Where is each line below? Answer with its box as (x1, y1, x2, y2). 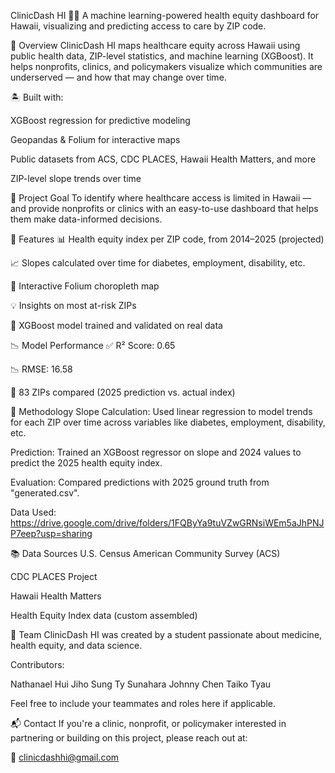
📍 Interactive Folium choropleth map (10, 280, 160, 292)
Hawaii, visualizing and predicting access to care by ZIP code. (10, 20, 267, 32)
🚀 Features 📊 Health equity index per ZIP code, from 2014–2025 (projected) (10, 233, 325, 245)
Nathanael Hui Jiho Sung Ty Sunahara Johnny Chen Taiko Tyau (10, 678, 272, 690)
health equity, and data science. (10, 640, 143, 651)
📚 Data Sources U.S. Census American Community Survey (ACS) (10, 548, 281, 559)
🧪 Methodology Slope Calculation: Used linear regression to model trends (10, 406, 313, 417)
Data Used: (10, 506, 57, 518)
